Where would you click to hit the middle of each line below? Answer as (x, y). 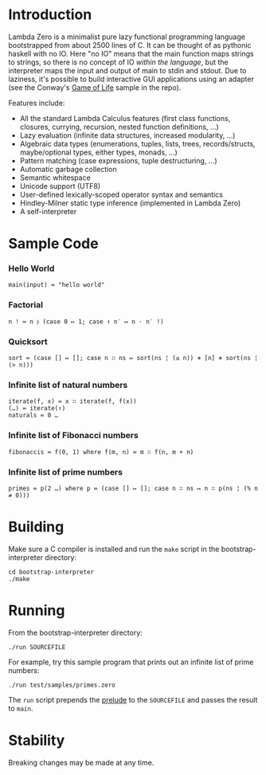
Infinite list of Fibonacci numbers (74, 436)
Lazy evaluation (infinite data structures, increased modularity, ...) (127, 135)
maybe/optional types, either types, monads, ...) (98, 152)
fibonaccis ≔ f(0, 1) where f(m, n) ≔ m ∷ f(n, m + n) (101, 452)
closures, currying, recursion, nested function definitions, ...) (119, 127)
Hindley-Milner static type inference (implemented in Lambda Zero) (130, 203)
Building (36, 527)
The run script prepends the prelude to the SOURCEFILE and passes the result (133, 699)
